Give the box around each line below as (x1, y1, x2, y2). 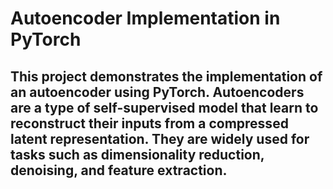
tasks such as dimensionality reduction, (10, 146, 265, 163)
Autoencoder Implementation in (10, 7, 281, 30)
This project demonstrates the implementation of (10, 68, 323, 85)
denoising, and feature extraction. (10, 162, 228, 179)
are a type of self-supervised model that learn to (10, 99, 319, 116)
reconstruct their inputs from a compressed (10, 115, 289, 132)
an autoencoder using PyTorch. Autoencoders (10, 83, 305, 101)
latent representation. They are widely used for (10, 130, 310, 147)
